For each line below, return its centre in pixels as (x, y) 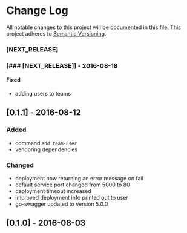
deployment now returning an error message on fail (79, 178)
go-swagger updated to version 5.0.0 (61, 204)
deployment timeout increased (53, 191)
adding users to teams (43, 93)
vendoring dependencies (46, 149)
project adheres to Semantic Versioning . (56, 33)
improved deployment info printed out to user (71, 197)
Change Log (37, 11)
